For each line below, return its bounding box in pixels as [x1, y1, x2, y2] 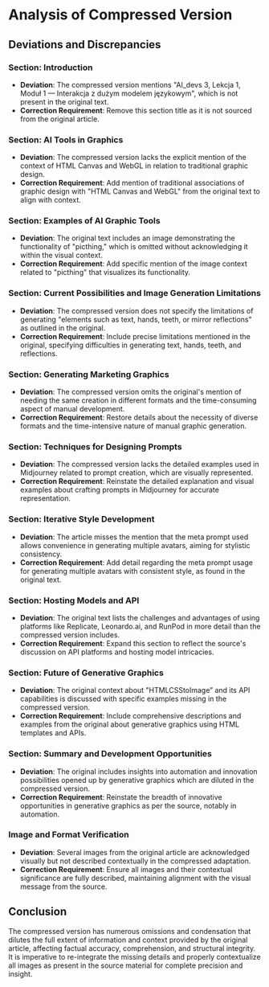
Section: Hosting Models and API [8, 595, 140, 606]
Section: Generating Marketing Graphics [8, 368, 170, 379]
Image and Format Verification [8, 829, 130, 841]
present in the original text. [19, 96, 109, 106]
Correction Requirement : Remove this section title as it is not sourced [19, 105, 252, 115]
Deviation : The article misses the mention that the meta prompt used [19, 532, 249, 542]
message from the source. [19, 882, 108, 891]
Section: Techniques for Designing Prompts [8, 440, 182, 452]
